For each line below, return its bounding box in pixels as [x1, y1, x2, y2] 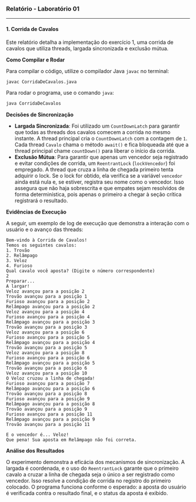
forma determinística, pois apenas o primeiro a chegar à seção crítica [14, 191, 182, 198]
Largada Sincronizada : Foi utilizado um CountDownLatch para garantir [14, 122, 180, 130]
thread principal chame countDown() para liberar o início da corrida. [14, 147, 176, 154]
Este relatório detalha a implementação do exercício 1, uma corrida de [6, 39, 174, 46]
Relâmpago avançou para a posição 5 [6, 360, 95, 366]
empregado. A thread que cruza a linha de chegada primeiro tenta [14, 166, 174, 173]
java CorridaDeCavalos [6, 101, 61, 106]
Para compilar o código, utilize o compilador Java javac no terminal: [6, 67, 169, 74]
